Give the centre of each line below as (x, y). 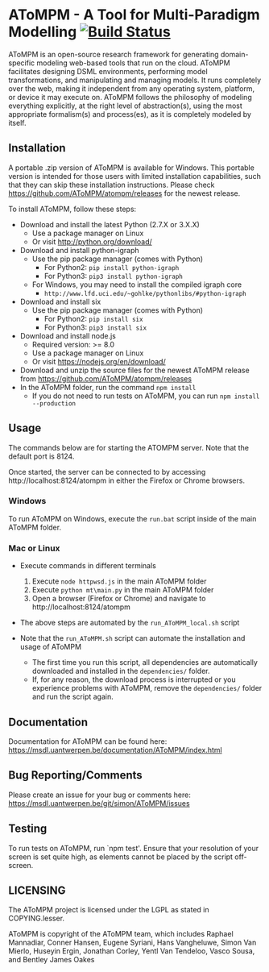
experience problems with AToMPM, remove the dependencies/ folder (147, 688)
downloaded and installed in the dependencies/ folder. (121, 671)
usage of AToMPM (51, 647)
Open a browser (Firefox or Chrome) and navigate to (119, 599)
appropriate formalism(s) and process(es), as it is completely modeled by (130, 114)
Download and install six (60, 301)
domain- (234, 54)
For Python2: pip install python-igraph (112, 267)
